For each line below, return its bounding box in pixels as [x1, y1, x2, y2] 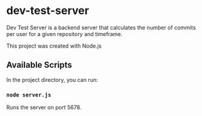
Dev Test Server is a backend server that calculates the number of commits [6, 24, 197, 31]
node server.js [6, 91, 52, 98]
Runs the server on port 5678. [6, 104, 82, 111]
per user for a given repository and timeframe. [6, 30, 123, 37]
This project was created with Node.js [6, 42, 102, 49]
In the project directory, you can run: [6, 76, 98, 83]
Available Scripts [6, 60, 72, 70]
